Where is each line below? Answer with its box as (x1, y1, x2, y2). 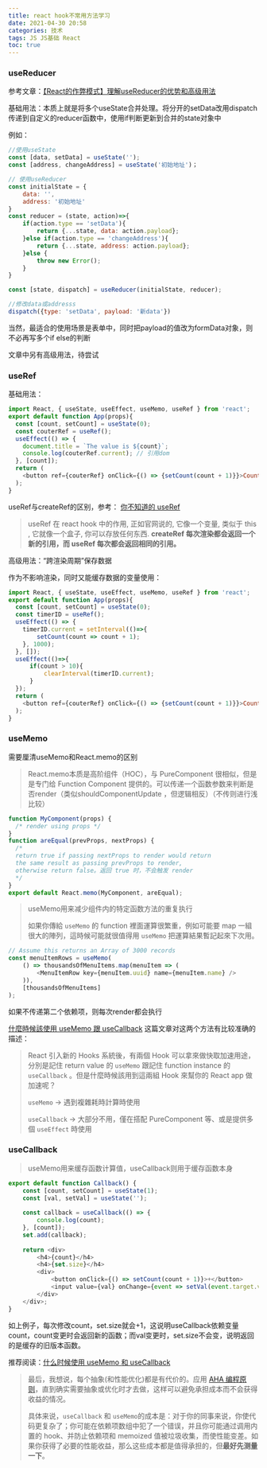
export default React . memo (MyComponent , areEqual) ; (8, 889, 183, 897)
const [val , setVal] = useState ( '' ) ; (22, 1194, 148, 1202)
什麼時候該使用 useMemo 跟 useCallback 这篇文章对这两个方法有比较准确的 (8, 1023, 256, 1033)
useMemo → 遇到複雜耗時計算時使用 (27, 1097, 141, 1107)
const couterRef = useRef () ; (15, 427, 112, 435)
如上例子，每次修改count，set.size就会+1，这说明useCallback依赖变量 (8, 1320, 240, 1330)
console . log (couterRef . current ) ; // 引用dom (22, 450, 170, 458)
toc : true (8, 41, 41, 49)
